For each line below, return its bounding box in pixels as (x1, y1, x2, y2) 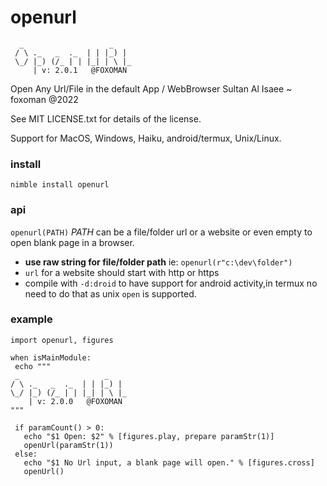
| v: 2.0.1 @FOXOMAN (32, 65, 128, 75)
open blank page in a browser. (10, 236, 135, 248)
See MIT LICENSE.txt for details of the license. (10, 112, 202, 125)
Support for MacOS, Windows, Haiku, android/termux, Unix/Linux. (10, 132, 282, 144)
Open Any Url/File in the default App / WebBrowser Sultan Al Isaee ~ (10, 82, 293, 95)
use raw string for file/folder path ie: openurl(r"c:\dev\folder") (24, 256, 293, 268)
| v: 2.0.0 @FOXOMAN (28, 396, 123, 406)
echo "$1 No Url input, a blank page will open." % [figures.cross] (23, 457, 315, 468)
